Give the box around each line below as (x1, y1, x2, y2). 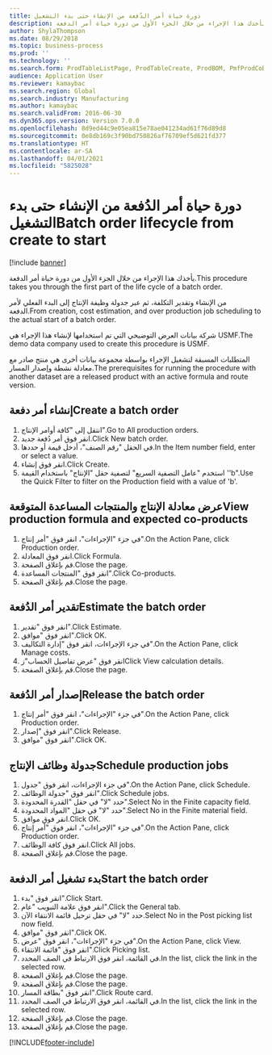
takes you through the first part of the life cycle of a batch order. (9, 282, 223, 291)
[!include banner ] (9, 257, 67, 267)
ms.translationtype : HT (9, 139, 90, 148)
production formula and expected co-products (9, 513, 249, 526)
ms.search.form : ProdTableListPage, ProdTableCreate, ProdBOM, (9, 65, 227, 73)
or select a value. (20, 450, 79, 460)
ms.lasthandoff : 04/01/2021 (9, 154, 104, 162)
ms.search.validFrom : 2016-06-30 (9, 110, 122, 118)
